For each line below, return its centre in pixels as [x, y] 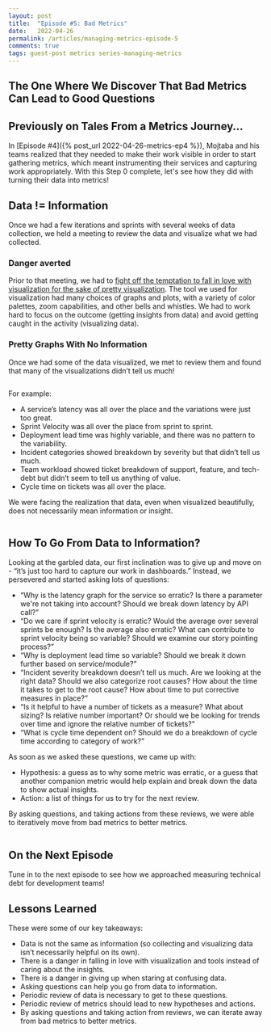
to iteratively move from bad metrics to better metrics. [98, 823]
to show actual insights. [59, 790]
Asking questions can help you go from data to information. [119, 987]
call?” [29, 613]
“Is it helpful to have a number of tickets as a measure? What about [131, 707]
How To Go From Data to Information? [104, 543]
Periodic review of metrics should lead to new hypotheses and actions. [138, 1004]
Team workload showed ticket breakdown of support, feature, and [130, 469]
